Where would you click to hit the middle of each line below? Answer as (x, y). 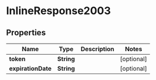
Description (97, 49)
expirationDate (30, 69)
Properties (26, 33)
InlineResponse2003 (58, 11)
